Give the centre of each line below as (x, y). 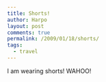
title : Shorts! (29, 13)
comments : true (29, 32)
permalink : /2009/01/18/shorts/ (53, 39)
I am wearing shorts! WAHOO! (49, 71)
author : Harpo (27, 20)
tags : (15, 45)
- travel (26, 52)
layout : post (26, 26)
